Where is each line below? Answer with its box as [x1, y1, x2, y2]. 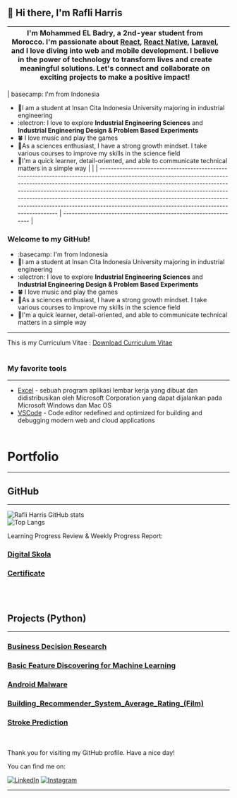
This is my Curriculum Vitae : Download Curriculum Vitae [7, 338, 173, 347]
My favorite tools [7, 364, 67, 374]
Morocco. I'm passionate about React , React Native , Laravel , [11, 37, 219, 47]
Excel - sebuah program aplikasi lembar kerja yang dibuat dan [17, 386, 198, 395]
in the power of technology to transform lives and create [17, 54, 213, 64]
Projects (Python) [7, 612, 87, 624]
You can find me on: [7, 762, 66, 770]
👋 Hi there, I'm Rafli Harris [7, 7, 123, 19]
